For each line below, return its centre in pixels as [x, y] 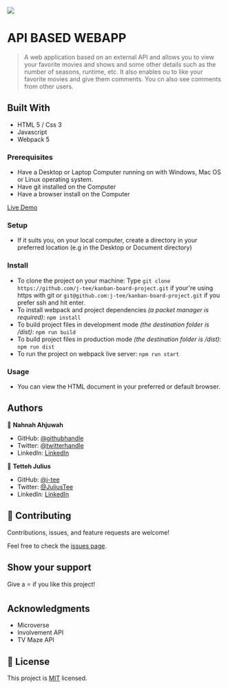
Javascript [32, 132]
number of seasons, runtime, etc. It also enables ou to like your [113, 72]
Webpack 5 [33, 139]
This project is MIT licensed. [47, 678]
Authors [25, 408]
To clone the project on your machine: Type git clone [94, 280]
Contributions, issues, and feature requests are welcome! [89, 532]
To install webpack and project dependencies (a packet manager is [113, 309]
